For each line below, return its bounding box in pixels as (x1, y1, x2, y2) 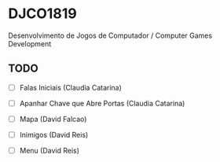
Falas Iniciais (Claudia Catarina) (19, 83, 122, 92)
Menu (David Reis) (19, 146, 80, 155)
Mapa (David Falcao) (19, 114, 87, 123)
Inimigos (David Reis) (19, 130, 89, 139)
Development (8, 39, 52, 48)
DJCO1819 (8, 5, 77, 23)
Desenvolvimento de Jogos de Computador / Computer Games (8, 31, 213, 40)
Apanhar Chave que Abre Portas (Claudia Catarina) (19, 98, 185, 108)
